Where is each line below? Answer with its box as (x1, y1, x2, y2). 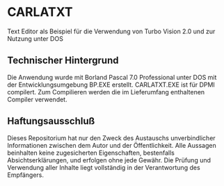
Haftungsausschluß (7, 115, 95, 127)
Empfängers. (7, 171, 44, 179)
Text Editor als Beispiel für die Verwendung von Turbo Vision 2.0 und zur (7, 27, 216, 35)
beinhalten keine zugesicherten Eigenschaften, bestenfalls (7, 149, 175, 157)
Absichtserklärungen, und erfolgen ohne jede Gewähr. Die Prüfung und (7, 155, 211, 164)
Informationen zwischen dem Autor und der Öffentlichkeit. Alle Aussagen (7, 141, 217, 149)
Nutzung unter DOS (7, 34, 64, 42)
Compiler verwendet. (7, 95, 67, 103)
